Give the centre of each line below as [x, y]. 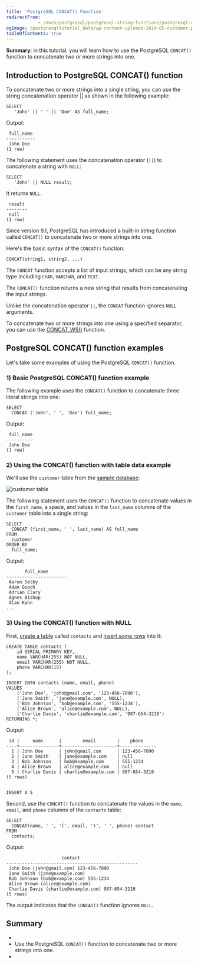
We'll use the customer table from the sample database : [73, 478]
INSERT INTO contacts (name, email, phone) [60, 683]
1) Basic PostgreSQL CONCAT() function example [78, 378]
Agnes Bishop [25, 598]
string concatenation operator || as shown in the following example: [88, 96]
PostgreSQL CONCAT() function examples [85, 348]
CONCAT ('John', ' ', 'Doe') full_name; [62, 413]
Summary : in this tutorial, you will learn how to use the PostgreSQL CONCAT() [99, 50]
